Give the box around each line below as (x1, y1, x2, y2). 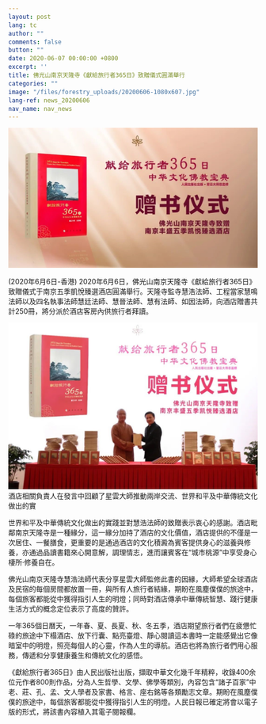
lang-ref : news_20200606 (8, 96, 90, 105)
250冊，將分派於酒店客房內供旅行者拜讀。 (14, 307, 153, 316)
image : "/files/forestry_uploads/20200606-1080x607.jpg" (8, 88, 200, 96)
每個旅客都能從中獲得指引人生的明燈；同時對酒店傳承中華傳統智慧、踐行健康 (8, 594, 258, 604)
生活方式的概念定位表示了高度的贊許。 (8, 604, 133, 613)
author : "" (8, 29, 44, 37)
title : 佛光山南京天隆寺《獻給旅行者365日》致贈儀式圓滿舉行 (8, 71, 185, 79)
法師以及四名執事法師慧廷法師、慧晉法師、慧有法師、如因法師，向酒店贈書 (8, 297, 251, 307)
